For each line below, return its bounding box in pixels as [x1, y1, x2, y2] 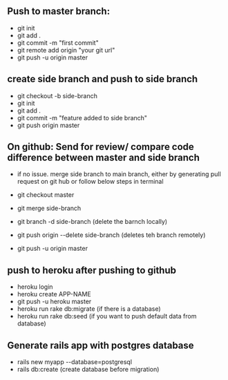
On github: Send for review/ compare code [7, 141, 195, 153]
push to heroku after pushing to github [7, 264, 177, 276]
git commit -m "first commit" [17, 38, 99, 47]
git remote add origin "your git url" [17, 46, 115, 54]
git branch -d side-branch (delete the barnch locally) [17, 218, 168, 226]
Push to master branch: [7, 6, 111, 17]
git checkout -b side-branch [17, 91, 98, 99]
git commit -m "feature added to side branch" [17, 113, 147, 122]
